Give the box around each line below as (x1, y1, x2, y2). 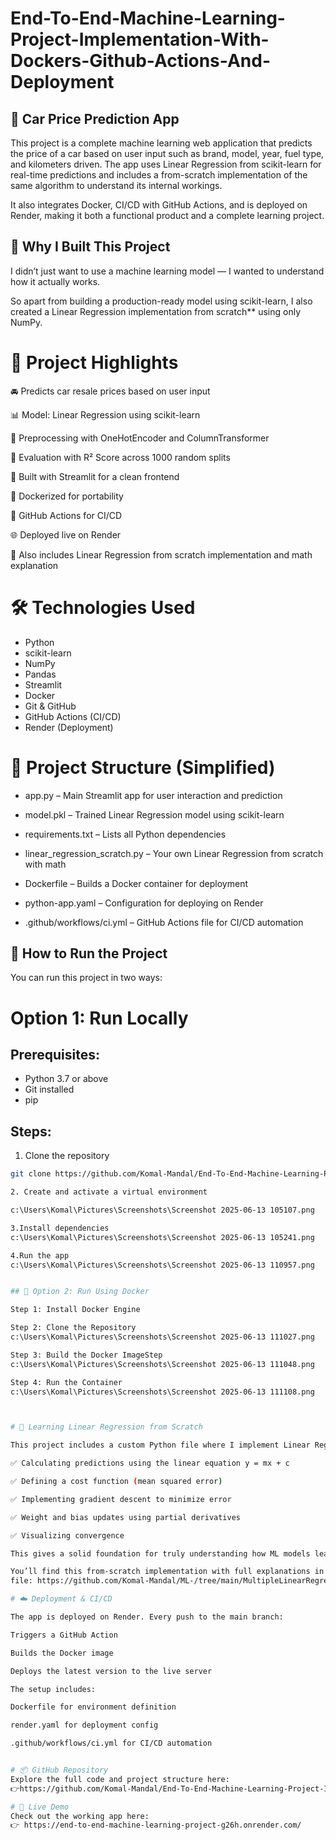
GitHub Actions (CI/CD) (24, 710, 122, 722)
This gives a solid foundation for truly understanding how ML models (10, 1548, 311, 1559)
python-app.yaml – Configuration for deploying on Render (24, 897, 264, 909)
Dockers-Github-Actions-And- (10, 50, 272, 72)
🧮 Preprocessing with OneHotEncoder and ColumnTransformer (10, 432, 270, 444)
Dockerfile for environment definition (10, 1702, 177, 1712)
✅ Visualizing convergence (10, 1530, 125, 1541)
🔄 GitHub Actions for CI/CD (10, 509, 123, 521)
